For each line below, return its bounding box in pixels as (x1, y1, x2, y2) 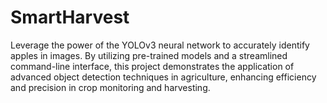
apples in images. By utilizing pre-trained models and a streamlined (10, 49, 288, 61)
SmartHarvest (10, 6, 130, 29)
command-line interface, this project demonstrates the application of (10, 60, 295, 72)
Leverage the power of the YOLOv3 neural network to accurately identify (10, 39, 310, 51)
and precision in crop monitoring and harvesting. (10, 81, 211, 93)
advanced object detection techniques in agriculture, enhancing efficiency (10, 71, 317, 83)
